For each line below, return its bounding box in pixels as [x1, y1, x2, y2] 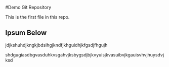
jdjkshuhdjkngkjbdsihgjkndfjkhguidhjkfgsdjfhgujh [5, 42, 108, 48]
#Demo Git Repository [5, 5, 52, 10]
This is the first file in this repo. [5, 14, 70, 20]
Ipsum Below [5, 29, 47, 37]
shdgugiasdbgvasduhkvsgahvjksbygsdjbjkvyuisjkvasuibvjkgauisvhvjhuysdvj [5, 51, 164, 57]
